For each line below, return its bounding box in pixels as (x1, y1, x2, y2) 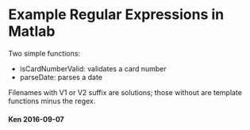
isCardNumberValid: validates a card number (19, 63, 167, 73)
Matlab (8, 22, 56, 40)
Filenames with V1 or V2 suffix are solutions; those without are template (8, 87, 242, 97)
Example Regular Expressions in (8, 6, 225, 24)
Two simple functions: (8, 48, 81, 58)
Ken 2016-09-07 (8, 114, 65, 124)
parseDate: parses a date (19, 72, 103, 82)
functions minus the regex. (8, 96, 96, 105)
